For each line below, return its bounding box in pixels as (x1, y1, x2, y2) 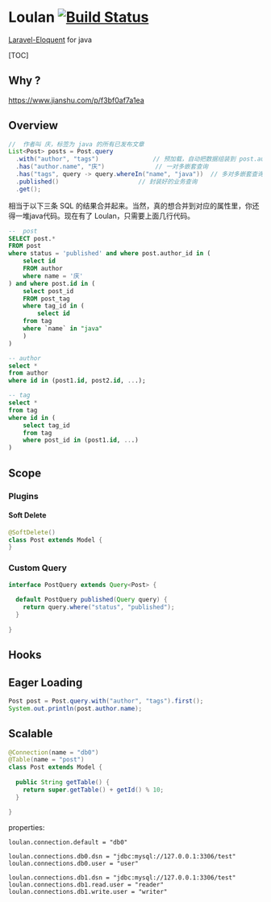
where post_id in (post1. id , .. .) (23, 436, 139, 444)
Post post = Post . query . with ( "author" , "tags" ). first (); (8, 697, 204, 705)
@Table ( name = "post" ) (8, 756, 85, 764)
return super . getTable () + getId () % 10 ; (23, 786, 164, 794)
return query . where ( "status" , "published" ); (23, 603, 175, 611)
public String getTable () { (15, 778, 110, 787)
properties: (8, 822, 45, 832)
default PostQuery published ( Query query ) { (15, 596, 168, 604)
